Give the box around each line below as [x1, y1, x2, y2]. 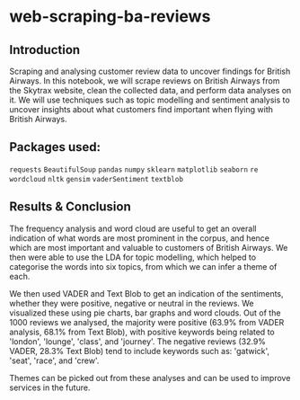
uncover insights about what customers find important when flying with [9, 104, 274, 114]
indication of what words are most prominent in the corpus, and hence [9, 232, 269, 244]
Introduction [9, 42, 81, 58]
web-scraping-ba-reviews [9, 6, 211, 27]
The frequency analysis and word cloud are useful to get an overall [9, 223, 257, 234]
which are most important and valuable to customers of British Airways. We [9, 242, 288, 253]
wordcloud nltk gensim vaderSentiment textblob [9, 174, 184, 183]
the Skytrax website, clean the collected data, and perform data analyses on [9, 85, 292, 95]
